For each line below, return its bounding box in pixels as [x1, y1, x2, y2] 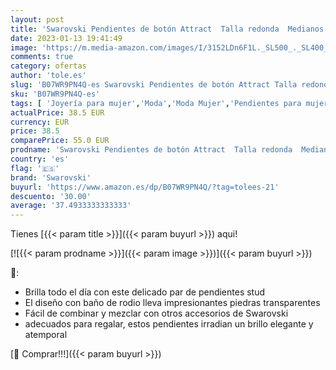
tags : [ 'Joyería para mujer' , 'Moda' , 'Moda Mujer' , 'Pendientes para [10, 98, 302, 108]
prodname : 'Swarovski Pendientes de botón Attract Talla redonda [10, 145, 293, 155]
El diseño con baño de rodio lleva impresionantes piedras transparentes [24, 297, 321, 309]
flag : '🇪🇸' [10, 163, 60, 173]
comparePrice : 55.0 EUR [10, 136, 110, 146]
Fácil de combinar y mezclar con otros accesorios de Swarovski [24, 307, 289, 320]
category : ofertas [10, 61, 87, 71]
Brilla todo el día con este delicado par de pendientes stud [24, 286, 266, 298]
